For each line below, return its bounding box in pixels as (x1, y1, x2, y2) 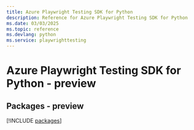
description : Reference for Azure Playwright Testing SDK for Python (6, 15, 188, 21)
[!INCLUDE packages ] (6, 117, 62, 124)
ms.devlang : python (6, 32, 56, 38)
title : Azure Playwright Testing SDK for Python (6, 9, 133, 15)
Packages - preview (6, 101, 84, 111)
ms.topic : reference (6, 26, 60, 32)
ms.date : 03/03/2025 (6, 20, 60, 26)
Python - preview (6, 77, 96, 90)
